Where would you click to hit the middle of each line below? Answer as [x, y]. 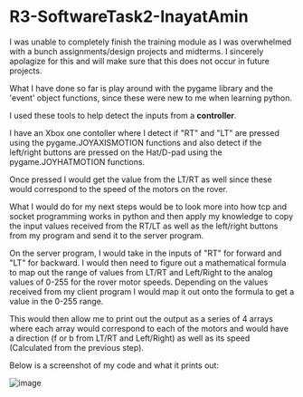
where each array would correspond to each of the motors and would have [149, 328]
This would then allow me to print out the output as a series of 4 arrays [142, 318]
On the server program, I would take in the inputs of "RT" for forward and [146, 253]
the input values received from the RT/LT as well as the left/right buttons [144, 226]
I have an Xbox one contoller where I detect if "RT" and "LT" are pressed [145, 132]
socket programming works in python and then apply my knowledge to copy [151, 216]
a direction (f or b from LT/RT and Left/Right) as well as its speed [130, 338]
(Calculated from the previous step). [77, 347]
